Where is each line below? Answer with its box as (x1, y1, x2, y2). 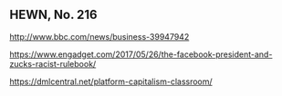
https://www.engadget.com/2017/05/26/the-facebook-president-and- (9, 49, 273, 60)
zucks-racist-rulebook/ (9, 58, 97, 69)
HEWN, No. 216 (9, 7, 98, 23)
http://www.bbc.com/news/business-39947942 (9, 31, 190, 42)
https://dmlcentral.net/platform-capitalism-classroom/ (9, 76, 213, 87)
